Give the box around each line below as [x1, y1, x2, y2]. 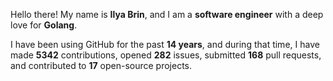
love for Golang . [10, 19, 78, 31]
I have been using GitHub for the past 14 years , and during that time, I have [10, 39, 320, 50]
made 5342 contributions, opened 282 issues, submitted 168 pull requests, [10, 49, 322, 61]
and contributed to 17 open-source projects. [10, 60, 193, 71]
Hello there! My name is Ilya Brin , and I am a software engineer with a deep [10, 9, 324, 20]
